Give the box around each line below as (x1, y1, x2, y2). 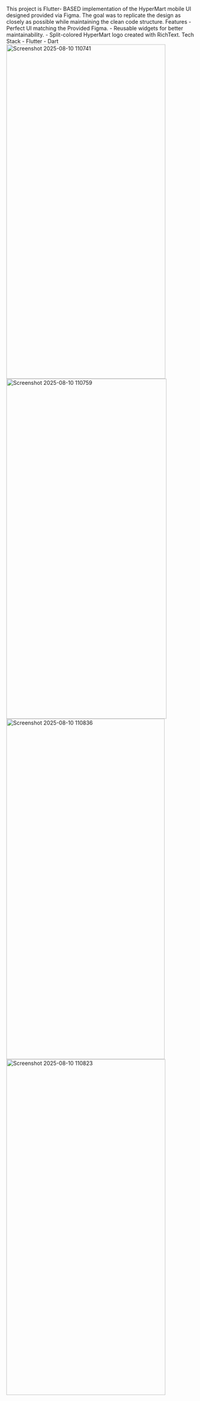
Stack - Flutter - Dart (6, 38, 59, 45)
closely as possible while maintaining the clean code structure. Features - (6, 18, 191, 25)
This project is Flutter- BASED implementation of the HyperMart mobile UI (6, 5, 191, 12)
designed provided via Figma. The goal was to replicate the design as (6, 12, 181, 19)
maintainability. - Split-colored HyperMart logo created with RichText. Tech (6, 31, 195, 38)
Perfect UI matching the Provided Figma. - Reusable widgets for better (6, 24, 184, 32)
